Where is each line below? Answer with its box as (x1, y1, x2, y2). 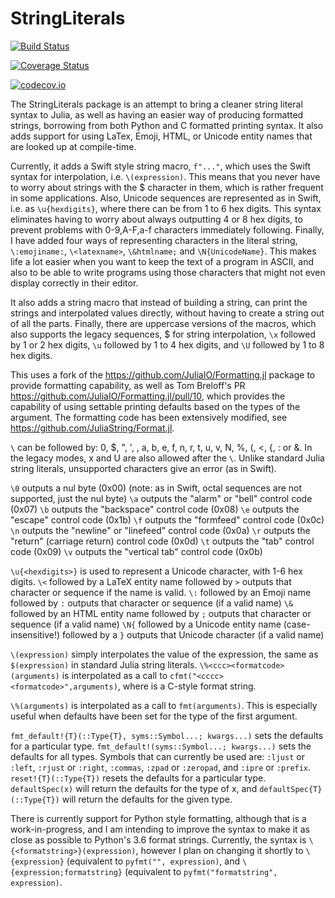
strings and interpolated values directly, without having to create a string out (10, 307, 325, 319)
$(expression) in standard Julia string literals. (10, 658, 198, 671)
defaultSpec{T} (259, 784, 323, 794)
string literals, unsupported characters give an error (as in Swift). (10, 462, 277, 474)
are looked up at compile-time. (10, 140, 137, 152)
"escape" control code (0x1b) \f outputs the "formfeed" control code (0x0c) (10, 513, 325, 526)
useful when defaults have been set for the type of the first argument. (10, 710, 298, 722)
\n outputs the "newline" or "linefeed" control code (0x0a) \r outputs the (10, 524, 311, 536)
